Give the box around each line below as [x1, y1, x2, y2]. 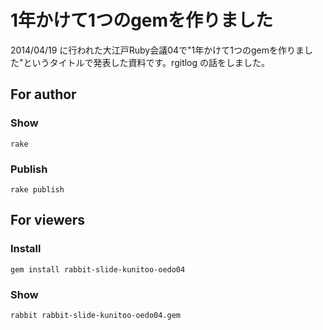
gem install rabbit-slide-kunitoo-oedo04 [10, 264, 186, 275]
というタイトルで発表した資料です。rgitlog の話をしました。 [23, 56, 271, 68]
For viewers [10, 212, 86, 229]
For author [10, 86, 77, 103]
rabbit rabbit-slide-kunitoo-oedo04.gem [10, 310, 182, 320]
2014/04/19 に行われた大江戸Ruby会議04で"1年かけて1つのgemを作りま [10, 44, 305, 56]
